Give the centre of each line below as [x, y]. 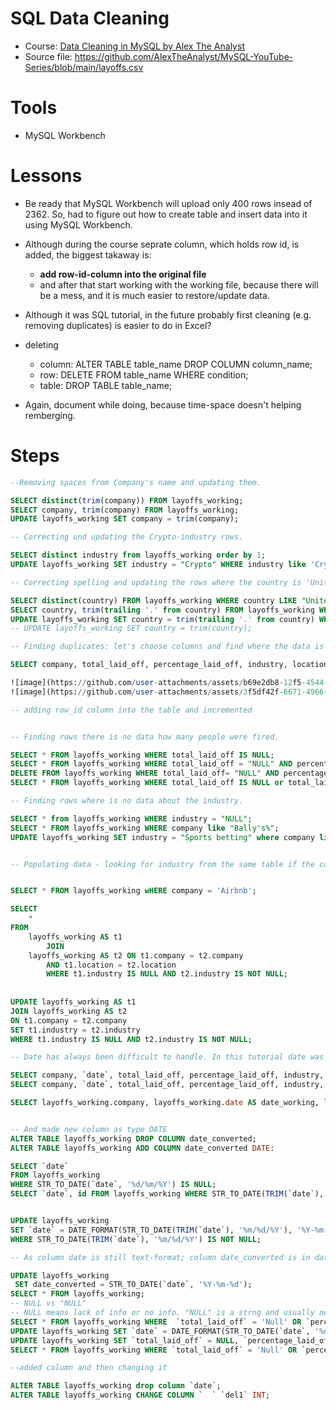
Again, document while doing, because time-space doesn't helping [163, 404]
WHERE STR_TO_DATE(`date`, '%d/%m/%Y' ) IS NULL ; [113, 1185]
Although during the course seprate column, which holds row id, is [162, 244]
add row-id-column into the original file [123, 274]
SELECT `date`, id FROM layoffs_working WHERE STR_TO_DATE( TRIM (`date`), [167, 1194]
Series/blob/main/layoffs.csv [84, 67]
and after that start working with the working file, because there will [179, 284]
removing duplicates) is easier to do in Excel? [118, 325]
